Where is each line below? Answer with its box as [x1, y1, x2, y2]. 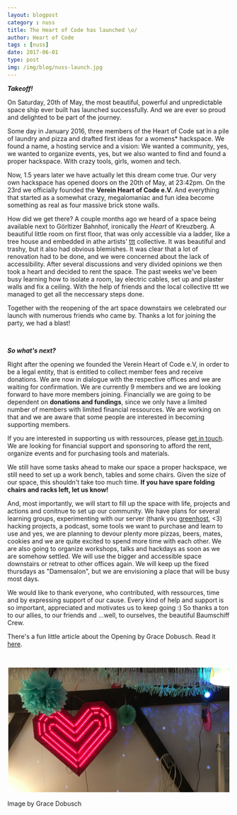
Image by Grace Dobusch [7, 799, 82, 808]
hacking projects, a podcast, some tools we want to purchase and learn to [7, 521, 224, 530]
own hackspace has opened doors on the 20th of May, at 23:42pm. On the [7, 178, 226, 187]
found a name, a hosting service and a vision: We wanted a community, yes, [7, 142, 229, 150]
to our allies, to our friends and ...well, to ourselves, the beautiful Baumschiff [7, 611, 230, 619]
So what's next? [7, 346, 57, 355]
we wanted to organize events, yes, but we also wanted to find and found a [7, 149, 226, 157]
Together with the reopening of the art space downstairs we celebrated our [7, 304, 227, 312]
